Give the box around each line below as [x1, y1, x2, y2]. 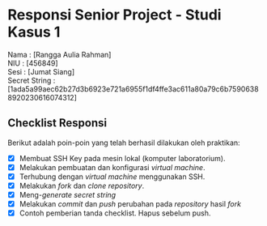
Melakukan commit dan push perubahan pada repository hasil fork [19, 199, 242, 209]
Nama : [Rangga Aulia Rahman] [7, 49, 112, 59]
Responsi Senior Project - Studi [7, 6, 222, 24]
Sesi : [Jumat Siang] [7, 66, 75, 76]
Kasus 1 [7, 23, 61, 41]
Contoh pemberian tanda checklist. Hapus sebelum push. [19, 208, 211, 218]
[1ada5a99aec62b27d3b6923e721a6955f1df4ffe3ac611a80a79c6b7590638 [7, 83, 260, 94]
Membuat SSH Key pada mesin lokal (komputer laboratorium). [19, 153, 226, 163]
